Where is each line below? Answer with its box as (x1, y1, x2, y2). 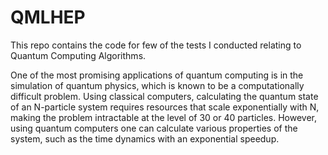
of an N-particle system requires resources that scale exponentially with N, (10, 101, 320, 113)
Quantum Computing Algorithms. (10, 49, 147, 61)
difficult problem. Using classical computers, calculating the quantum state (10, 90, 319, 102)
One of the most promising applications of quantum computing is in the (10, 69, 304, 81)
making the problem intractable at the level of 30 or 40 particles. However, (10, 111, 318, 123)
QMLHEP (10, 6, 86, 29)
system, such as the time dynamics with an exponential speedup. (10, 132, 280, 145)
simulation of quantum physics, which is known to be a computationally (10, 79, 305, 91)
